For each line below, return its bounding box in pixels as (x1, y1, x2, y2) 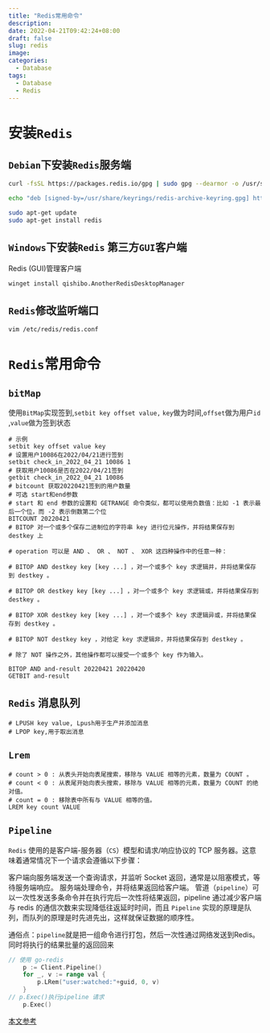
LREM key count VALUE (8, 803, 81, 811)
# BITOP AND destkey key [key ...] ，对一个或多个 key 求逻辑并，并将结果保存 (8, 564, 257, 572)
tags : (8, 72, 27, 80)
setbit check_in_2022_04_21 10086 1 (8, 458, 131, 466)
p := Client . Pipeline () (22, 963, 103, 971)
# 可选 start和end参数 (8, 491, 79, 499)
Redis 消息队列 (8, 696, 80, 710)
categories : (8, 57, 48, 65)
